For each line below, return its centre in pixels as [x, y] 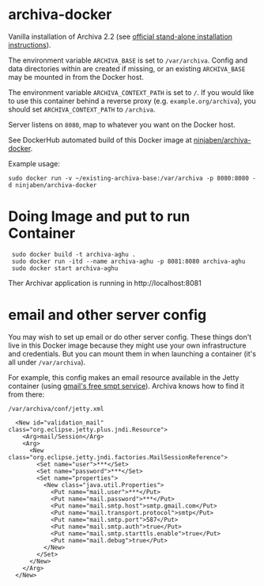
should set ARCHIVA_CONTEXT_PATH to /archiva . [82, 109]
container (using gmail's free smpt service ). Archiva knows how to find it [126, 386]
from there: [26, 394]
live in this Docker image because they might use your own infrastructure [127, 345]
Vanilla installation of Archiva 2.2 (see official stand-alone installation [121, 36]
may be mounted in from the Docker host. [76, 77]
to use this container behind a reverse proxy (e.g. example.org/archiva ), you [132, 101]
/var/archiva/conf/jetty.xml [56, 409]
